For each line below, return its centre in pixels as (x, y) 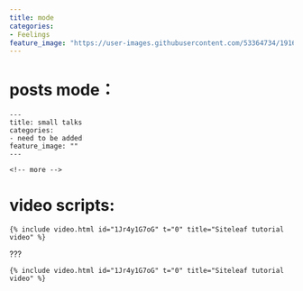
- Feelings (30, 34)
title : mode (32, 18)
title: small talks (46, 123)
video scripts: (62, 206)
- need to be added (46, 139)
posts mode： (62, 90)
